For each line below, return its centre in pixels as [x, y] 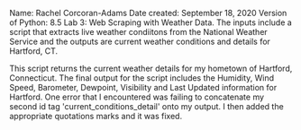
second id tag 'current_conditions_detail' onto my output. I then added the [146, 106]
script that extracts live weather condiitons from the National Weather [138, 32]
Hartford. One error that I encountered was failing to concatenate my [137, 97]
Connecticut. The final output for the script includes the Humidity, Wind [142, 78]
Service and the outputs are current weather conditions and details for [140, 41]
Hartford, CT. [34, 51]
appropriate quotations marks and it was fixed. [96, 116]
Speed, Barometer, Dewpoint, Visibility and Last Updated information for [143, 87]
